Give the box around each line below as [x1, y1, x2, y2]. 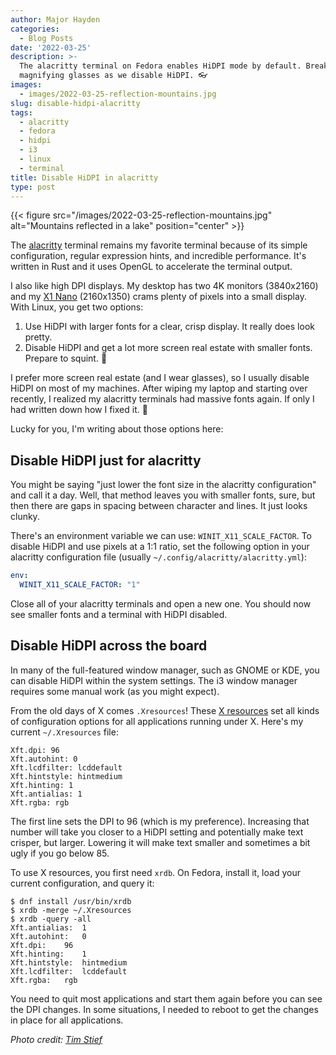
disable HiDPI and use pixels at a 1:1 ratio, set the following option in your [10, 541, 310, 553]
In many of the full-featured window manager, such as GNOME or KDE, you [10, 664, 320, 676]
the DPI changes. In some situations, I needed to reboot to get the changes [10, 1003, 319, 1015]
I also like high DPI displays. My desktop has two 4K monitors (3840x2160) [10, 280, 319, 292]
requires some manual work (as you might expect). [10, 685, 220, 697]
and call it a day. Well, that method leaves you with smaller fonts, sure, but [10, 489, 316, 501]
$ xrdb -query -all [10, 914, 92, 924]
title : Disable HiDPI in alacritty [10, 172, 159, 183]
